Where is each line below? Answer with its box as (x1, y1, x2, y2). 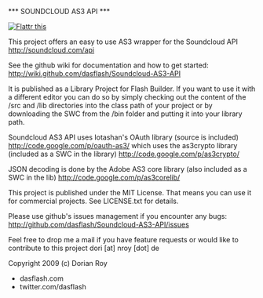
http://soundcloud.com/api (8, 45, 95, 54)
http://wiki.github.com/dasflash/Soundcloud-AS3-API (8, 69, 181, 78)
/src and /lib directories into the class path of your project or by (8, 101, 214, 110)
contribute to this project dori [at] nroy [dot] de (8, 243, 159, 253)
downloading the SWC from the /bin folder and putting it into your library (8, 109, 243, 118)
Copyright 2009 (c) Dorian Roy (8, 259, 108, 267)
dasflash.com (19, 274, 64, 283)
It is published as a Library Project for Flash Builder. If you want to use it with (8, 84, 256, 93)
